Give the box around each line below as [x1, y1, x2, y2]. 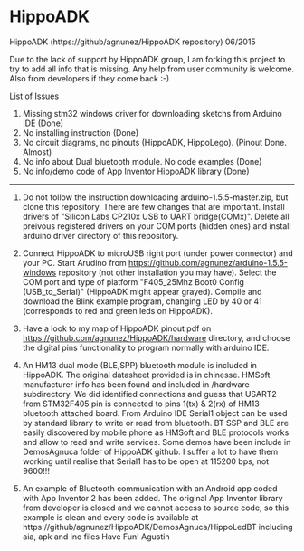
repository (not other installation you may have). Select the [58, 267, 277, 278]
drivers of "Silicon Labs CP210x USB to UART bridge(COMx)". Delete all [22, 211, 290, 222]
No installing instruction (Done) [22, 127, 139, 138]
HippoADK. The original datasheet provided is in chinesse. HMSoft [22, 369, 271, 380]
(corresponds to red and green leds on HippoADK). [22, 305, 213, 316]
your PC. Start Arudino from [22, 257, 127, 268]
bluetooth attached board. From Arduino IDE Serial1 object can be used [22, 407, 288, 418]
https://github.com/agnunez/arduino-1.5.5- [128, 257, 288, 268]
